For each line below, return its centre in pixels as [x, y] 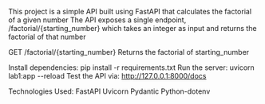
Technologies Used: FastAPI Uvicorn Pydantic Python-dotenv [109, 91]
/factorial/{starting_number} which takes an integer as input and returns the [132, 28]
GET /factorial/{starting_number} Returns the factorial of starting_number [129, 52]
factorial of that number [47, 37]
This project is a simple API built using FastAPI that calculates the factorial [130, 12]
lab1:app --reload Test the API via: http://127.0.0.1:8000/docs [107, 76]
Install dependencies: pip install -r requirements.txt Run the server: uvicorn [132, 67]
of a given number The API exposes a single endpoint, [97, 20]
